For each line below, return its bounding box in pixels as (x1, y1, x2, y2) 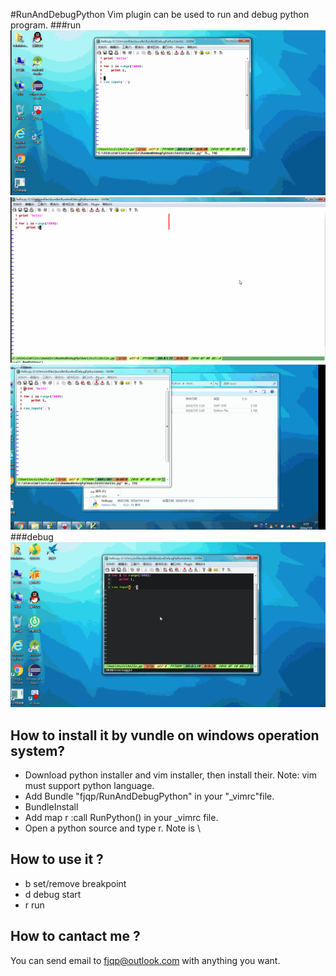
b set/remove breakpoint (24, 877, 127, 889)
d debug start (24, 888, 82, 900)
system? (10, 742, 66, 759)
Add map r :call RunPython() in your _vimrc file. (24, 812, 219, 823)
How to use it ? (10, 851, 104, 868)
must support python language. (24, 780, 155, 791)
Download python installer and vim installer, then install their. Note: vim (24, 769, 317, 781)
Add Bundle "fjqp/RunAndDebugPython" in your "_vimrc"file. (24, 790, 275, 802)
